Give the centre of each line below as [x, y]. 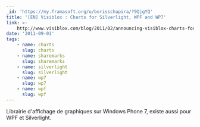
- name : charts [36, 45]
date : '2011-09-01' [30, 34]
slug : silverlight [45, 72]
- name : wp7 [32, 78]
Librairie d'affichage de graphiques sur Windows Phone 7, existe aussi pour [99, 111]
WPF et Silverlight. [29, 118]
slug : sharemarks [43, 61]
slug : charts [38, 50]
